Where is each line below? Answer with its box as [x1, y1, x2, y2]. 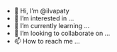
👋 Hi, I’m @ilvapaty [13, 7, 69, 15]
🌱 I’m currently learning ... [13, 22, 90, 30]
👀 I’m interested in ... [13, 14, 74, 22]
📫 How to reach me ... [13, 37, 80, 45]
